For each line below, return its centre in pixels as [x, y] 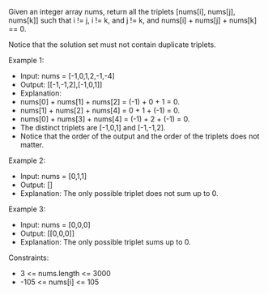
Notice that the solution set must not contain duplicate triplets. [112, 45]
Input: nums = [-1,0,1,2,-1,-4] [67, 76]
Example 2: [27, 160]
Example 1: [26, 60]
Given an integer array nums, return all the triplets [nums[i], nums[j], [122, 12]
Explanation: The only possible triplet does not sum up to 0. [119, 193]
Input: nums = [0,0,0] [55, 225]
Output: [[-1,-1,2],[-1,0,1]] [61, 85]
